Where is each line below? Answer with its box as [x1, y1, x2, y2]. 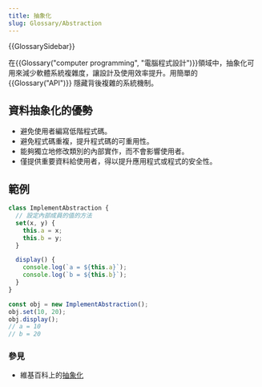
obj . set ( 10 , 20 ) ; [8, 308, 67, 316]
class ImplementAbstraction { [8, 204, 110, 213]
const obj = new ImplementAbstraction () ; [8, 300, 149, 308]
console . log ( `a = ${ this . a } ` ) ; [22, 263, 127, 271]
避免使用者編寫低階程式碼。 [19, 126, 112, 136]
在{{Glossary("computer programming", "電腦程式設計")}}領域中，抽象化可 [8, 58, 255, 67]
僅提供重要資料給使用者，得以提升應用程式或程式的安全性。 [19, 157, 217, 166]
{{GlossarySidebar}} [8, 41, 76, 51]
